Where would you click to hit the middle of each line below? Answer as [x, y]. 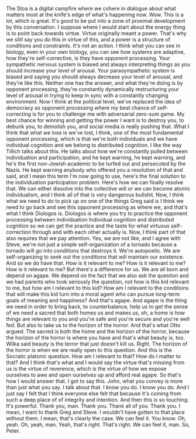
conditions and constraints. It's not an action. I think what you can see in [93, 46]
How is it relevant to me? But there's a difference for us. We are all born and [97, 269]
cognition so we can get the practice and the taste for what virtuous [88, 226]
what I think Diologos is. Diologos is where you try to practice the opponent [97, 213]
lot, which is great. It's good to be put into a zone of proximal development [96, 21]
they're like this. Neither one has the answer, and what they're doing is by [94, 83]
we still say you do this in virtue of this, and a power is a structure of [88, 39]
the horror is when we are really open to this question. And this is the [89, 350]
